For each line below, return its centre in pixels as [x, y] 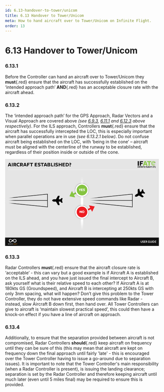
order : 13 [15, 26]
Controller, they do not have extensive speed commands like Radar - [74, 299]
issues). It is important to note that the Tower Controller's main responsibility [82, 364]
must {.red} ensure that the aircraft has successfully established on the [76, 82]
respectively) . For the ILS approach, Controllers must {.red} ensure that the [80, 126]
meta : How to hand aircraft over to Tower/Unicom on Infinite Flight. [78, 21]
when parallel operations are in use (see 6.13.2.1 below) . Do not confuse [77, 137]
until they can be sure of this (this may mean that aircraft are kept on [74, 348]
